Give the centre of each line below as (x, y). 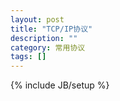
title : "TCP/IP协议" (51, 29)
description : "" (44, 38)
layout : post (37, 19)
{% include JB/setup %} (60, 85)
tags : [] (28, 57)
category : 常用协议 (48, 47)
